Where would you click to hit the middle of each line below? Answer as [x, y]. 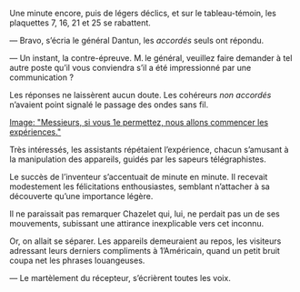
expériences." [35, 132]
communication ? [42, 77]
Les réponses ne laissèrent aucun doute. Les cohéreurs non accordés [140, 95]
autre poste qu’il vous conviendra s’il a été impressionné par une [130, 68]
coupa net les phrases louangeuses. [77, 260]
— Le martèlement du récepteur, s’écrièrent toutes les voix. [120, 278]
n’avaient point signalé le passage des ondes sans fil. [109, 105]
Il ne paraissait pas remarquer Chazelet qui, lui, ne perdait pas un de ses [145, 214]
